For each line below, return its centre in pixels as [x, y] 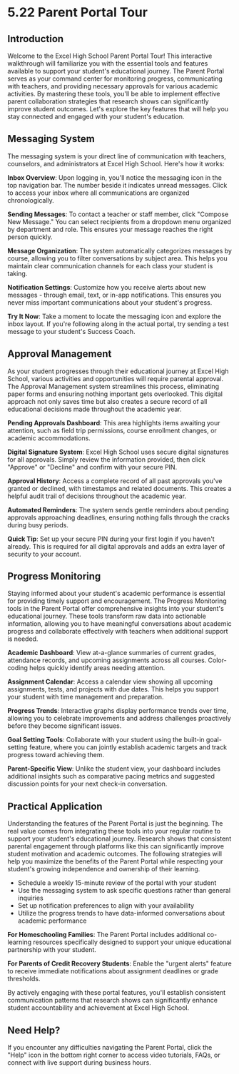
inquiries [31, 898]
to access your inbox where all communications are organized [99, 193]
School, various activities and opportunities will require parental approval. [115, 378]
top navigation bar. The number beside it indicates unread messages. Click [117, 185]
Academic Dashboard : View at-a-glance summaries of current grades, [112, 653]
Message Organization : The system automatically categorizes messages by [119, 250]
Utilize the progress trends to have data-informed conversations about [121, 913]
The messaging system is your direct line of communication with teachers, [117, 156]
